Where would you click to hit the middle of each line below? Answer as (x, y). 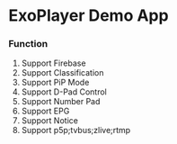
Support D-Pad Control (64, 92)
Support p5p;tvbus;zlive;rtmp (76, 130)
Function (28, 44)
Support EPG (45, 111)
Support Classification (62, 73)
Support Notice (49, 121)
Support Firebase (53, 63)
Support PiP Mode (55, 83)
